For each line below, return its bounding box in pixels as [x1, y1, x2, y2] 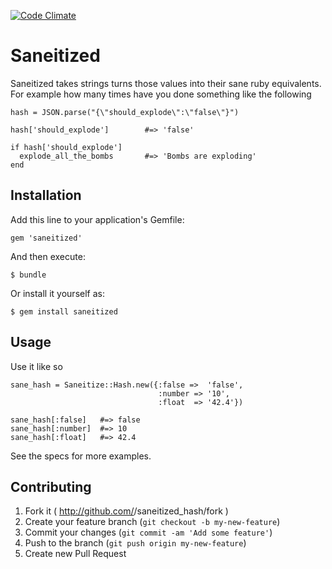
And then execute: [10, 250, 86, 262]
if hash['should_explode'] [10, 142, 123, 152]
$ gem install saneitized [10, 306, 118, 317]
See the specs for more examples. [10, 450, 152, 462]
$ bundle [10, 270, 47, 280]
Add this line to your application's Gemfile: [10, 213, 185, 225]
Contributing [10, 478, 92, 495]
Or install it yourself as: [10, 287, 105, 299]
